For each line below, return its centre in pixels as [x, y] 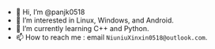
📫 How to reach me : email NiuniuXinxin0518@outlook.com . [111, 37]
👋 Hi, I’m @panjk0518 [50, 12]
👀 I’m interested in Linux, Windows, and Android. [94, 20]
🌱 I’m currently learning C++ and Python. [82, 28]
